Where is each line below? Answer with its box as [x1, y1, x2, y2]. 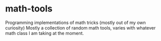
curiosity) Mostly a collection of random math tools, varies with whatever [5, 24, 156, 30]
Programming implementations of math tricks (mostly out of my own [5, 19, 146, 25]
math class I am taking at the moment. [5, 30, 84, 36]
